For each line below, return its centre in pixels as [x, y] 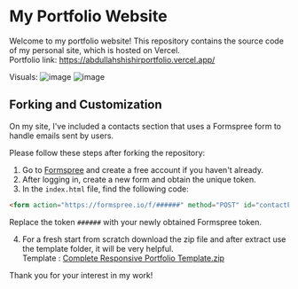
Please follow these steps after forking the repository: [107, 152]
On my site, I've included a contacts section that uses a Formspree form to [145, 126]
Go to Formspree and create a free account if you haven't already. [143, 169]
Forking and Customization [86, 105]
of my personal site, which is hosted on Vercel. [94, 50]
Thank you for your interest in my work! [81, 275]
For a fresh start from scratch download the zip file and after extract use [154, 239]
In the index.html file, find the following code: [105, 189]
